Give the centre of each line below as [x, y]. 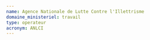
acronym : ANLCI [25, 28]
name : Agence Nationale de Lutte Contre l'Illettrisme [75, 11]
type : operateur [26, 22]
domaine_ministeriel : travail [44, 17]
